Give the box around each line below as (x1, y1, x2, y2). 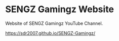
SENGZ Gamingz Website (5, 4, 114, 15)
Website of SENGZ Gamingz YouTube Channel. (5, 20, 103, 26)
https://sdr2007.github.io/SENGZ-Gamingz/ (5, 30, 96, 36)
